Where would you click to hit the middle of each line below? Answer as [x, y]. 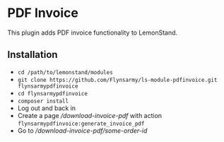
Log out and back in [47, 108]
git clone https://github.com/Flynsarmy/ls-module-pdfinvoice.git [117, 80]
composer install [43, 101]
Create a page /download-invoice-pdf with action [90, 115]
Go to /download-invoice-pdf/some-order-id [82, 130]
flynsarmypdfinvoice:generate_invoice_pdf [81, 124]
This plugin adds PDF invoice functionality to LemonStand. [93, 32]
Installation [33, 55]
